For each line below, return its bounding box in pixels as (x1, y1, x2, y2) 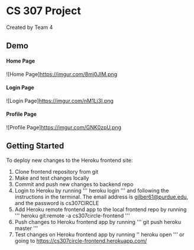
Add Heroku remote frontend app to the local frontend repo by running (14, 206, 187, 213)
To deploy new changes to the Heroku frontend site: (6, 157, 133, 164)
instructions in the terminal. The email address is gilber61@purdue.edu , (14, 193, 189, 200)
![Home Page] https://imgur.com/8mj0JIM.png (6, 70, 117, 77)
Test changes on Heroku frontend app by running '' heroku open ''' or (14, 230, 185, 238)
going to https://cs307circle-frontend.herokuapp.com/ (14, 237, 147, 244)
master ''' (14, 225, 38, 232)
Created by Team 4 (6, 24, 53, 31)
